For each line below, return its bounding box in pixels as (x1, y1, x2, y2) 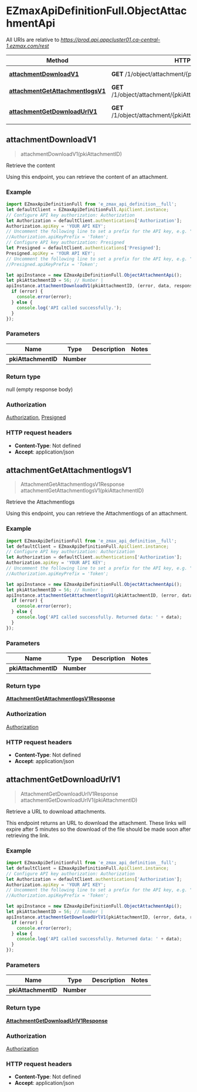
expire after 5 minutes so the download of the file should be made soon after (6, 825, 191, 833)
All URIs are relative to (6, 36, 60, 43)
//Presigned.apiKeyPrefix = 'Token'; (6, 261, 98, 267)
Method (46, 56, 69, 64)
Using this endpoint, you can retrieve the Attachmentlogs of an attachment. (6, 510, 188, 517)
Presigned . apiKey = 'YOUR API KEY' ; (6, 250, 96, 257)
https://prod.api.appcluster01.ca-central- (60, 36, 161, 43)
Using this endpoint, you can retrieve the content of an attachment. (6, 173, 168, 180)
